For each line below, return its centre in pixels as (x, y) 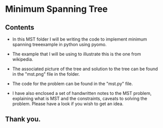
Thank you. (23, 119)
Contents (20, 27)
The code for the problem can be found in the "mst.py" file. (73, 84)
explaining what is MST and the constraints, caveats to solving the (80, 98)
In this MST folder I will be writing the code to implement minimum (80, 39)
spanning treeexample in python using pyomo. (60, 44)
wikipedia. (23, 59)
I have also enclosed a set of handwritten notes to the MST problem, (82, 93)
